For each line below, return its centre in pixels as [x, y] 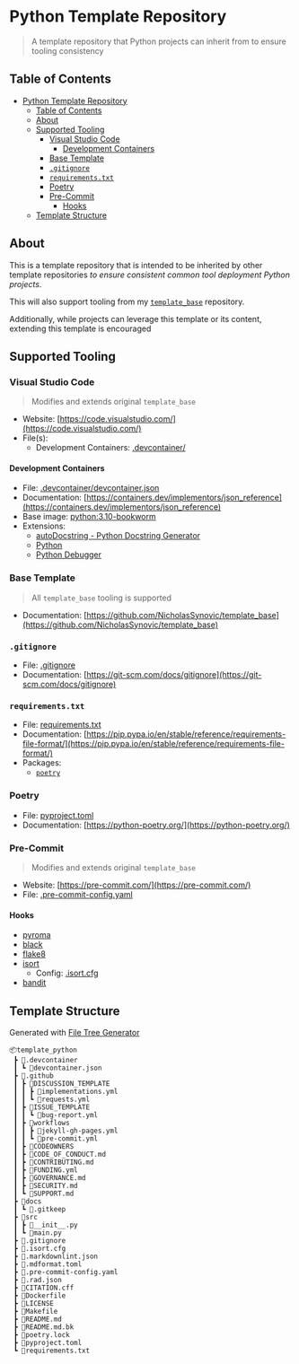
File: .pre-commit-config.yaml [77, 894]
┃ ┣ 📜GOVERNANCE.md [50, 1177]
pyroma [36, 935]
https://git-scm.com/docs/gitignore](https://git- [174, 675]
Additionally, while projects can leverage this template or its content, [136, 319]
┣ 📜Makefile [35, 1311]
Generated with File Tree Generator [75, 1032]
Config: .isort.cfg [67, 973]
